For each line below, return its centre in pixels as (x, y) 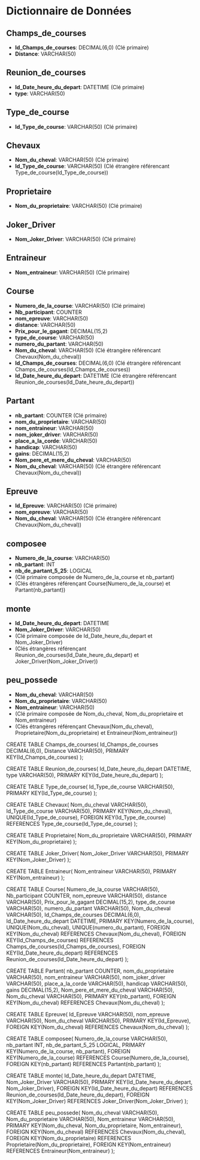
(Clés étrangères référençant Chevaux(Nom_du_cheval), (84, 726)
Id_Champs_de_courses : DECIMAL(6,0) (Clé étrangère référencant (98, 363)
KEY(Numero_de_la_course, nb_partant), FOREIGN (68, 1051)
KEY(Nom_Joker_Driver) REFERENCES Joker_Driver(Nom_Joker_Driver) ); (97, 1101)
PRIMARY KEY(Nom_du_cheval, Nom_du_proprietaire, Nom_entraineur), (94, 1125)
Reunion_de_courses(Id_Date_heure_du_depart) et (77, 655)
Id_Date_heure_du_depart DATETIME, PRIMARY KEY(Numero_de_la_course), (100, 921)
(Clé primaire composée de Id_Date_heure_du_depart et (84, 635)
